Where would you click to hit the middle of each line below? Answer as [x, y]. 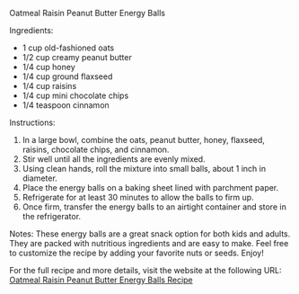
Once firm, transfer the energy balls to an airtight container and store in [154, 207]
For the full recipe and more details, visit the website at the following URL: [145, 270]
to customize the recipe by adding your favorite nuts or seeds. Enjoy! [137, 253]
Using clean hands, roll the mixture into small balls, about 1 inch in [144, 169]
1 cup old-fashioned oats [68, 48]
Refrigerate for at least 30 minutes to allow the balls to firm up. [138, 197]
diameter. [40, 178]
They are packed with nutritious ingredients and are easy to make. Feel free [149, 243]
